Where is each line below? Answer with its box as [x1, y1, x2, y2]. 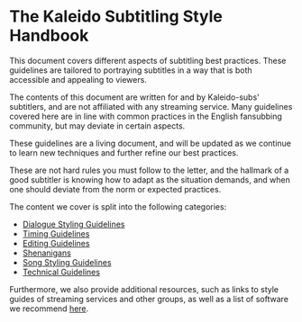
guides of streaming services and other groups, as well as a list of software [9, 293, 288, 304]
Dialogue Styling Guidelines [22, 219, 125, 229]
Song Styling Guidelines [22, 256, 112, 267]
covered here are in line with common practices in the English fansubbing [9, 111, 282, 121]
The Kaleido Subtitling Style [9, 6, 224, 27]
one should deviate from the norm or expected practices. [9, 183, 222, 194]
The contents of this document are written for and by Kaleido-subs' [9, 92, 260, 103]
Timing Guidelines [22, 228, 90, 239]
